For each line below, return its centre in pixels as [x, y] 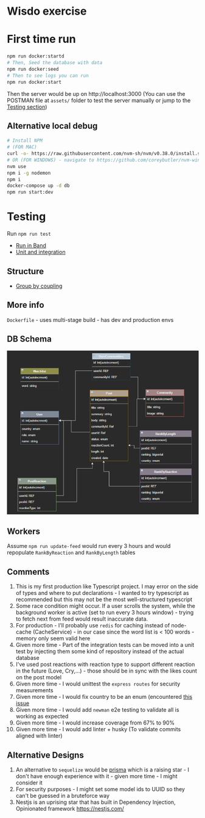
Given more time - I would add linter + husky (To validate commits [98, 729]
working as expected [42, 717]
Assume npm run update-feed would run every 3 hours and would [89, 546]
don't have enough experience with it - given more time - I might [97, 776]
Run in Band [31, 246]
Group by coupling [39, 286]
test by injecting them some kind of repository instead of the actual [100, 651]
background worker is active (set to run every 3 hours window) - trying [105, 613]
